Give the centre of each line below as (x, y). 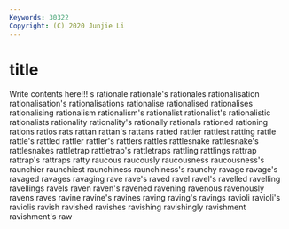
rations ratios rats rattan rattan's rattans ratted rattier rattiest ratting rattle (143, 132)
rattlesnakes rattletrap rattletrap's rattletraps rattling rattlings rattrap (133, 151)
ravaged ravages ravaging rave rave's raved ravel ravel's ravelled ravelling (145, 179)
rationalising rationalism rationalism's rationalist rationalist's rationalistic (140, 113)
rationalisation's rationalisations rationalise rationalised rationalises (131, 104)
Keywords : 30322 (39, 17)
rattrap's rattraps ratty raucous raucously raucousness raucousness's (137, 160)
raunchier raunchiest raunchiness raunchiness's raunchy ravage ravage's (144, 170)
